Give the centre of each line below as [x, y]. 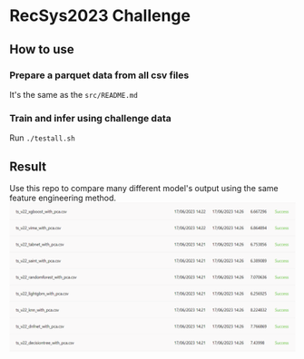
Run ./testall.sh [42, 138]
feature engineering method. [63, 198]
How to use [42, 49]
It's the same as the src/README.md [74, 94]
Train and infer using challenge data [90, 118]
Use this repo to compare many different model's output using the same [144, 188]
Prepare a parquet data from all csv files [99, 75]
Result [28, 166]
